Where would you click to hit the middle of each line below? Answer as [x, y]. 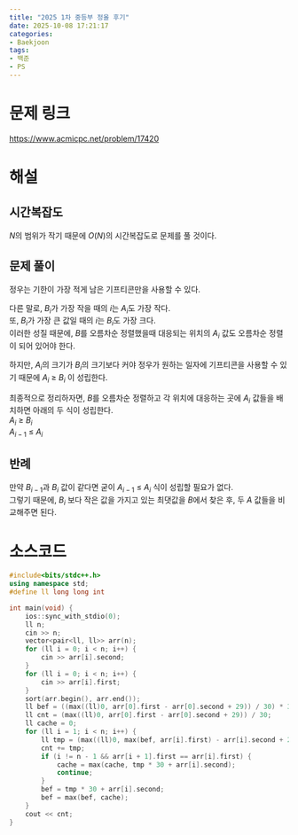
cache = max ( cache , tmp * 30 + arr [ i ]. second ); [146, 765]
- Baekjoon [29, 42]
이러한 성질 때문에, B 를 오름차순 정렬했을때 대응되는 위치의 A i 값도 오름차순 [138, 335]
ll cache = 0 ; [51, 723]
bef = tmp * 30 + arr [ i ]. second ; [103, 790]
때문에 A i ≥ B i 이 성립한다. [63, 378]
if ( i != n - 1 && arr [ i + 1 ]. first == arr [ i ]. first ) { [146, 756]
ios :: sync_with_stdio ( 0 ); [73, 616]
